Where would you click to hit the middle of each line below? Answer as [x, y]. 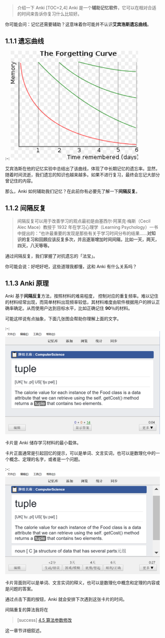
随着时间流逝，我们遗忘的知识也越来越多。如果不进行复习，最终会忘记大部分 [82, 174]
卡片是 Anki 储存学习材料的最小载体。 [43, 443]
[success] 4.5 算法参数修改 [44, 620]
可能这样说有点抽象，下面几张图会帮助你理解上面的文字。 [63, 319]
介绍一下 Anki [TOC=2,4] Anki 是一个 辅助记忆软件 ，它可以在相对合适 [87, 8]
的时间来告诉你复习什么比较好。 [49, 14]
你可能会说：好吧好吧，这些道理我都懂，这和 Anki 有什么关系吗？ [71, 266]
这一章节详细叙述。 [25, 631]
